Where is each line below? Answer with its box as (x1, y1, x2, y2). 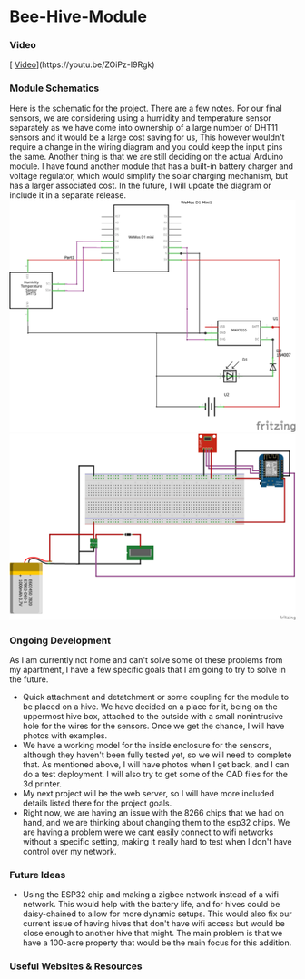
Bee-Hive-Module (9, 6, 148, 27)
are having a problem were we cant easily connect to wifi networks (22, 826, 274, 837)
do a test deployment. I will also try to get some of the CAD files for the (22, 768, 289, 779)
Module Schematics (9, 82, 100, 94)
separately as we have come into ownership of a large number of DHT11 (9, 122, 279, 133)
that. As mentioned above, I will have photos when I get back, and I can (22, 758, 290, 769)
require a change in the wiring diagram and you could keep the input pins (9, 141, 283, 152)
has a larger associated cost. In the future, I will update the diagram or (9, 180, 272, 191)
